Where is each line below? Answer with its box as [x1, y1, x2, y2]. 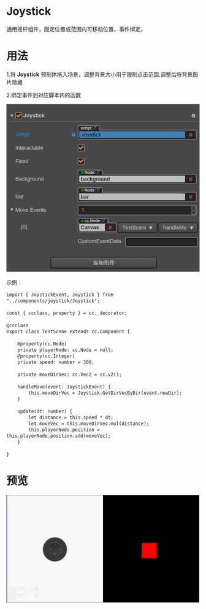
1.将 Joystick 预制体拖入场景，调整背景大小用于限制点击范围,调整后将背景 [6, 71, 193, 78]
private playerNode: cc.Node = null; [17, 347, 114, 354]
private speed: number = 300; [17, 359, 95, 366]
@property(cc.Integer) [17, 353, 75, 360]
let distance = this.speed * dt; [28, 414, 114, 421]
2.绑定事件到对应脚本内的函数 [6, 91, 82, 99]
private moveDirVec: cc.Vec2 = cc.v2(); [17, 371, 122, 378]
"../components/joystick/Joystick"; [6, 298, 100, 304]
